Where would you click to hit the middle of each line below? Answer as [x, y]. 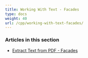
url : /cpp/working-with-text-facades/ [44, 23]
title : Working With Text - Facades [42, 9]
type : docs [16, 14]
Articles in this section [32, 40]
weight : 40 [16, 18]
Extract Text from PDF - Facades [45, 50]
